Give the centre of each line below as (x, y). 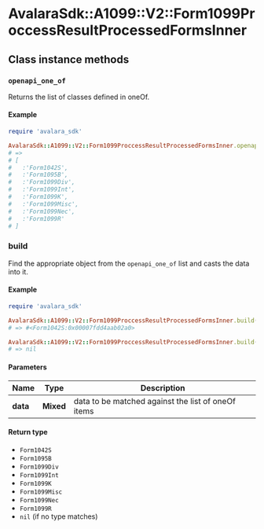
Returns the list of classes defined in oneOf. (79, 97)
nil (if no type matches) (59, 516)
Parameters (27, 367)
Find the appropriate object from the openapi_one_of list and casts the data (129, 263)
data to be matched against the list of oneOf (154, 401)
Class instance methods (69, 59)
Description (163, 388)
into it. (18, 271)
